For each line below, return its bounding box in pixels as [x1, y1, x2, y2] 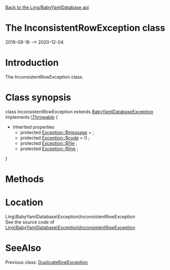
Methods [5, 174, 44, 185]
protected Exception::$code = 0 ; [20, 135, 90, 141]
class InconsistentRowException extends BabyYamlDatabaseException [5, 108, 154, 114]
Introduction [5, 57, 59, 68]
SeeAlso [5, 242, 42, 254]
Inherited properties [12, 124, 54, 130]
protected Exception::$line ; [20, 145, 78, 152]
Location [5, 197, 43, 208]
